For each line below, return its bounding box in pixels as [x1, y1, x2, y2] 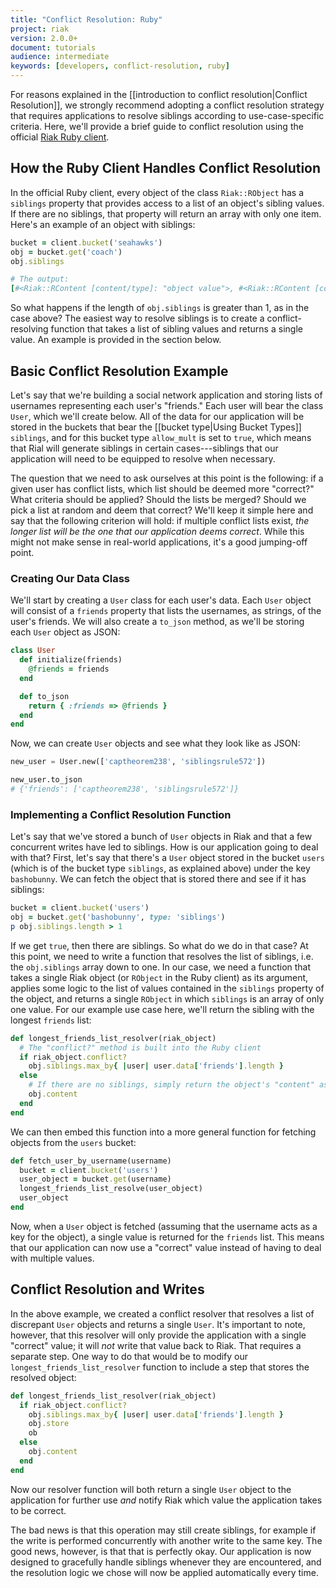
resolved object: [10, 1371, 77, 1383]
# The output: [10, 274, 70, 285]
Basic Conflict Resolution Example [10, 362, 229, 380]
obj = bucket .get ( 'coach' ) [10, 247, 123, 257]
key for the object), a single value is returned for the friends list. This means [10, 1231, 325, 1243]
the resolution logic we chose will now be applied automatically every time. [10, 1566, 319, 1578]
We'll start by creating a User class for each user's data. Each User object [10, 594, 312, 606]
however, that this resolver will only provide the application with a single [10, 1329, 307, 1341]
